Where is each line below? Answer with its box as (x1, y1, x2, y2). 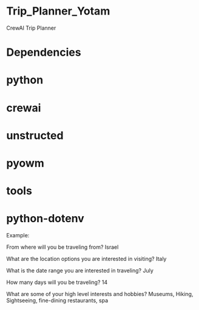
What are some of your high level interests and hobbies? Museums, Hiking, (6, 291, 194, 297)
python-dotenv (6, 212, 85, 225)
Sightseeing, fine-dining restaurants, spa (6, 297, 109, 304)
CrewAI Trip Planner (6, 24, 56, 31)
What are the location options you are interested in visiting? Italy (6, 256, 167, 262)
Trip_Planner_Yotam (6, 4, 110, 18)
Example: (6, 232, 30, 239)
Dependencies (6, 45, 81, 59)
